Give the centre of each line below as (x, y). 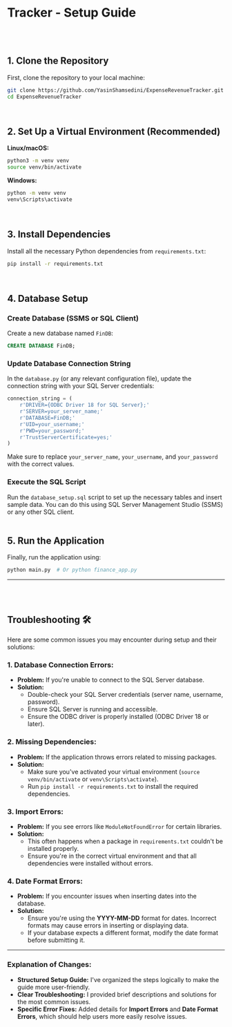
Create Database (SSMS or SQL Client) (73, 318)
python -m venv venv (37, 193)
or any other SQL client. (41, 512)
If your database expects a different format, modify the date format (123, 933)
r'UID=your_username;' (52, 424)
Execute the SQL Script (47, 482)
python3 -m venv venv (38, 161)
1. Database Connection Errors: (60, 665)
